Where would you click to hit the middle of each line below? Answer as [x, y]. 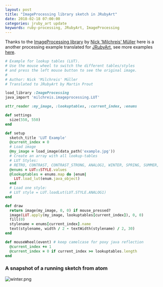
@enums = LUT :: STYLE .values [38, 170]
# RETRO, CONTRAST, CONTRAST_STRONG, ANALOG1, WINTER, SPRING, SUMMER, [84, 165]
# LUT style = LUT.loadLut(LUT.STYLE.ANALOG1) [58, 192]
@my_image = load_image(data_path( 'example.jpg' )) [62, 152]
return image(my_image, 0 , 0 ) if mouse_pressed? [60, 210]
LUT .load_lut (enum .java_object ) [47, 179]
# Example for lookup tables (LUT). [42, 61]
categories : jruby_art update [36, 23]
